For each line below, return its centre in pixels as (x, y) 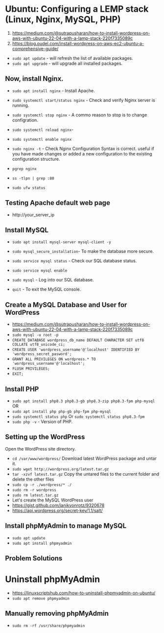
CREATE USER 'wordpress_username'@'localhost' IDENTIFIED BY (76, 350)
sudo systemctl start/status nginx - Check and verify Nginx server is (83, 100)
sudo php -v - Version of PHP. (42, 422)
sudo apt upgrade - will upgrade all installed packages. (67, 63)
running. (21, 105)
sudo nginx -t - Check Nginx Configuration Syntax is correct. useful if (83, 149)
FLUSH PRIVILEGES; (31, 369)
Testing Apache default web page (58, 203)
